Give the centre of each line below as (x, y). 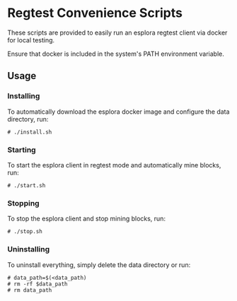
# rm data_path (30, 290)
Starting (22, 150)
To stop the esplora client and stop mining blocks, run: (87, 219)
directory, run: (28, 119)
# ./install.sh (30, 132)
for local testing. (31, 40)
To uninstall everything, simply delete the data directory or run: (99, 265)
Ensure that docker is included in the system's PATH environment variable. (116, 54)
